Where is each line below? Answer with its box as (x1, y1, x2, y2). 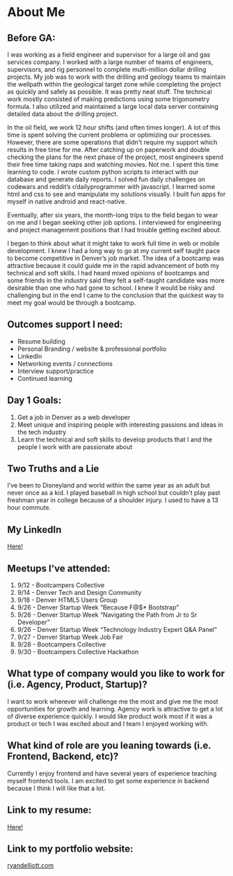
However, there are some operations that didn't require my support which (7, 138, 218, 146)
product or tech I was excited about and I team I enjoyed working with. (7, 719, 209, 727)
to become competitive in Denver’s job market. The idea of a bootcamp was (7, 254, 225, 262)
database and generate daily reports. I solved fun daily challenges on (7, 175, 206, 183)
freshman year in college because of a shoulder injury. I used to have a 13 (7, 496, 219, 504)
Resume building (17, 337, 66, 345)
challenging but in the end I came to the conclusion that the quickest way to (7, 291, 225, 299)
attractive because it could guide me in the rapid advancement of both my (7, 262, 220, 269)
